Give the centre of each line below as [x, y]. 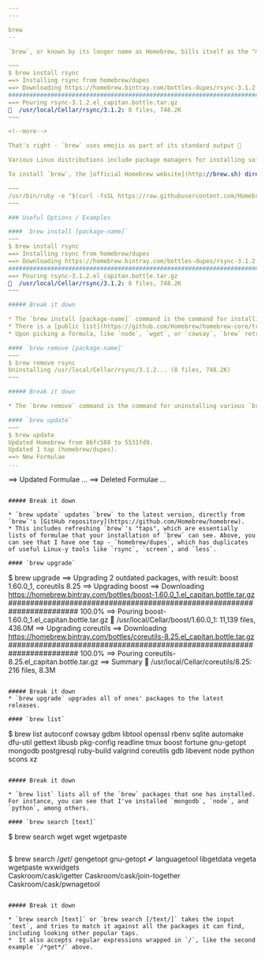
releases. [24, 705]
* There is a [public [44, 327]
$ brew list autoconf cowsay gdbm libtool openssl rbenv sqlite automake [126, 734]
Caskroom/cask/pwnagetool [54, 884]
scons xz [23, 759]
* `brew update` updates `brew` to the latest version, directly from [127, 515]
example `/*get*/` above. [50, 947]
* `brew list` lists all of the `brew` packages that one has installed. [132, 795]
